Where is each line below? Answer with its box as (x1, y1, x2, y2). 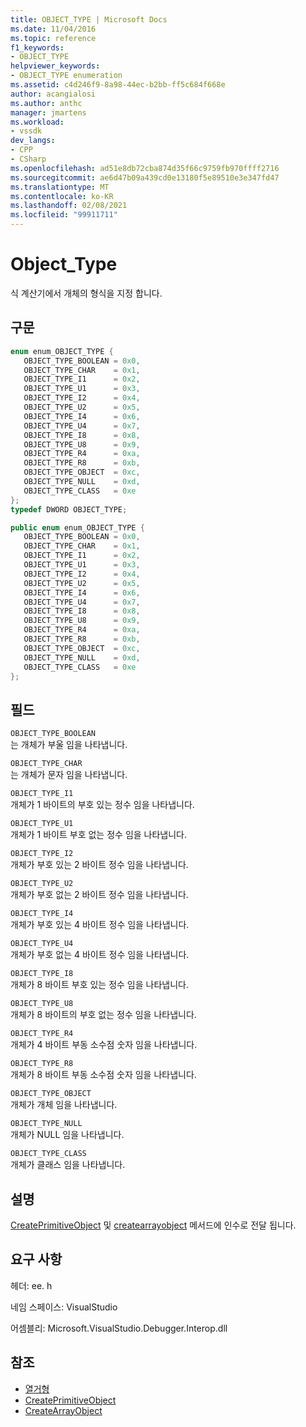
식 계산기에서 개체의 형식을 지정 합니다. (10, 287, 163, 299)
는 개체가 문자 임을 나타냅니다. (10, 769, 128, 781)
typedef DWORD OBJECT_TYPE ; (10, 504, 128, 515)
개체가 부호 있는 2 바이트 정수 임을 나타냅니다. (10, 859, 189, 871)
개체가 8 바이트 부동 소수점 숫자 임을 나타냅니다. (10, 1069, 197, 1081)
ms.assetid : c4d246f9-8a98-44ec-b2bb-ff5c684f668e (10, 80, 226, 90)
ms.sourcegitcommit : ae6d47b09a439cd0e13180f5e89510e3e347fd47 (10, 172, 280, 183)
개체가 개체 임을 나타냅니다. (10, 1099, 118, 1111)
